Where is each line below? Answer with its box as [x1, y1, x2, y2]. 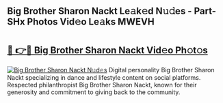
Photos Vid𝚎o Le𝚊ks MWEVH [27, 16, 155, 28]
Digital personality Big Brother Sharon [108, 66, 215, 74]
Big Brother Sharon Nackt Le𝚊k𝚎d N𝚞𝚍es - [7, 5, 192, 17]
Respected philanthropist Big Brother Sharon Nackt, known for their [7, 81, 197, 89]
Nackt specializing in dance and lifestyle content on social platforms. [7, 74, 201, 81]
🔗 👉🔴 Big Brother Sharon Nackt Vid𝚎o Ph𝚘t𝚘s [7, 44, 209, 56]
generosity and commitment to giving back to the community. [7, 88, 181, 96]
